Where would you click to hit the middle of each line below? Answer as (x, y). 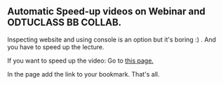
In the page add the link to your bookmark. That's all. (83, 74)
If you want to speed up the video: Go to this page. (81, 60)
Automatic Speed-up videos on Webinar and (106, 12)
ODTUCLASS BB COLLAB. (65, 23)
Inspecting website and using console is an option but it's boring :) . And (111, 39)
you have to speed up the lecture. (56, 47)
